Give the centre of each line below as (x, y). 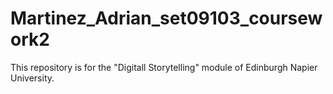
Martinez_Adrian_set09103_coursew (166, 18)
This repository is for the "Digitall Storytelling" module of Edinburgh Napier (164, 67)
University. (32, 78)
